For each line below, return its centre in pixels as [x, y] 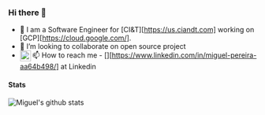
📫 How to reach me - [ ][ [72, 55]
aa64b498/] [39, 67]
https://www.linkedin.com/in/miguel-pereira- [184, 55]
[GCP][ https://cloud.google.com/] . [75, 38]
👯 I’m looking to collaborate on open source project [103, 46]
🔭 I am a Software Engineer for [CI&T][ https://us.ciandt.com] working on [137, 30]
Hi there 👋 [28, 13]
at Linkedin [78, 67]
